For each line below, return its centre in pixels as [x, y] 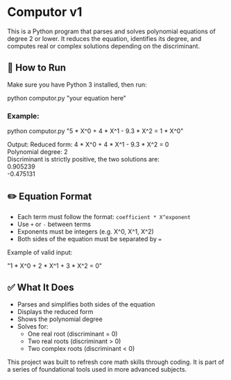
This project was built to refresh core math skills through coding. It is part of [116, 362]
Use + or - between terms [54, 224]
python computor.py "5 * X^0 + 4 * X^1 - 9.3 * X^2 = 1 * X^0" [95, 131]
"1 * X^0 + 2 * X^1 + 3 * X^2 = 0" [55, 266]
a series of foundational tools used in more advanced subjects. [97, 369]
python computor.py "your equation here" [67, 98]
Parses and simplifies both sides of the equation [86, 304]
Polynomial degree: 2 [37, 152]
